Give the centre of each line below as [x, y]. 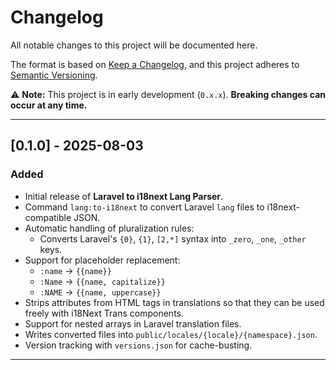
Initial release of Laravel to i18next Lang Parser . [124, 196]
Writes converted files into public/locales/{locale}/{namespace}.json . [171, 334]
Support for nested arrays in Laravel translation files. [133, 323]
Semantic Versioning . [54, 75]
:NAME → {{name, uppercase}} [100, 292]
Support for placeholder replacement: [102, 260]
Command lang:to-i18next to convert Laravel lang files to [144, 207]
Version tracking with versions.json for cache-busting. [138, 345]
